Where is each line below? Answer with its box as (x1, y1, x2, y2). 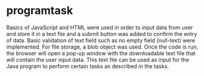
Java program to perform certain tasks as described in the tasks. (6, 62, 169, 70)
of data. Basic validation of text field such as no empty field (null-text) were (6, 36, 195, 44)
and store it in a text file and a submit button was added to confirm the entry (6, 30, 197, 37)
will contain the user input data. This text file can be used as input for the (6, 56, 189, 63)
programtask (6, 4, 73, 18)
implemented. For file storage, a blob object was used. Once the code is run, (6, 43, 199, 50)
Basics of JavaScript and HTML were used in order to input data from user (6, 24, 193, 31)
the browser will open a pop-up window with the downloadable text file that (6, 49, 196, 57)
